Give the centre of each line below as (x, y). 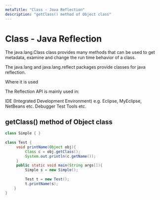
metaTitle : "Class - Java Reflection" (45, 10)
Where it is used (22, 82)
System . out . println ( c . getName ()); (60, 156)
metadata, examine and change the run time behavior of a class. (70, 58)
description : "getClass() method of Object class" (58, 14)
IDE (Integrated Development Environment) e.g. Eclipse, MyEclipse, (73, 101)
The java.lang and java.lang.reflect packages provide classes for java (75, 67)
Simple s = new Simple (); (52, 170)
